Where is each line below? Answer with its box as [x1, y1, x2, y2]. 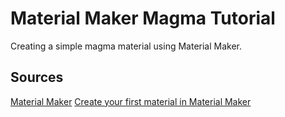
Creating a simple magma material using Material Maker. [10, 40, 243, 52]
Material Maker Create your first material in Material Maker [10, 95, 252, 107]
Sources [10, 69, 64, 86]
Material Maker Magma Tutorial [10, 7, 276, 30]
